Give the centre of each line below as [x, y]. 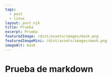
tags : [10, 9]
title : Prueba [19, 27]
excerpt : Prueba [21, 32]
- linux [17, 18]
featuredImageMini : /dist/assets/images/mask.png [56, 41]
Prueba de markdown [49, 69]
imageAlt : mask [20, 45]
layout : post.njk [23, 23]
